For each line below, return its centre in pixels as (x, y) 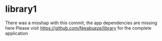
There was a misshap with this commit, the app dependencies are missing (81, 23)
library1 (21, 9)
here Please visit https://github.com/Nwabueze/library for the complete (78, 28)
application (17, 33)
